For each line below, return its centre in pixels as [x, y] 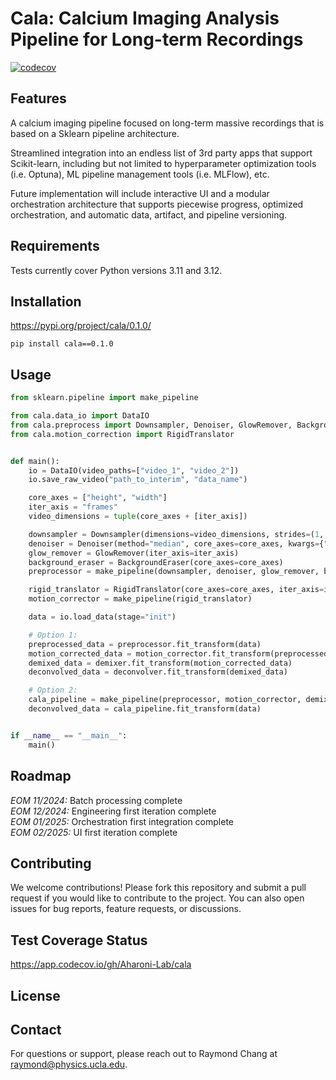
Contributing [51, 863]
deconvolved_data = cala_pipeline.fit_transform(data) [145, 709]
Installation [46, 301]
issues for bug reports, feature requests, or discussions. [126, 909]
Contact [36, 1029]
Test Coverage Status [79, 940]
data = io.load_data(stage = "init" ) [102, 617]
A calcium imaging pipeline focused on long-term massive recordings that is [167, 123]
